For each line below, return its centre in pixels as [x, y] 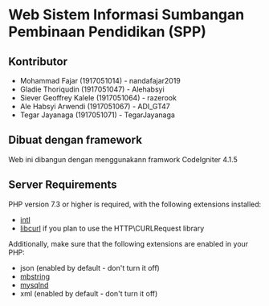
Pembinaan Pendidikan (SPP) [108, 32]
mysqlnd [34, 285]
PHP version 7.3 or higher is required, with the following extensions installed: [135, 204]
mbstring [35, 276]
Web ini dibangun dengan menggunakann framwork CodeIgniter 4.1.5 [123, 159]
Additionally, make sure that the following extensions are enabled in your [128, 243]
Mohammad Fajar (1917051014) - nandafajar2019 [100, 81]
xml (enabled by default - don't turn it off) [89, 293]
